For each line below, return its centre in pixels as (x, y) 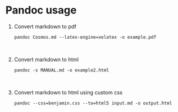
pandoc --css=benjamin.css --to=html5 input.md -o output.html (93, 103)
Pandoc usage (41, 10)
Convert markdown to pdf (45, 26)
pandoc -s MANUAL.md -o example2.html (61, 70)
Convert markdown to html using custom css (68, 92)
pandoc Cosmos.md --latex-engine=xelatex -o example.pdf (85, 37)
